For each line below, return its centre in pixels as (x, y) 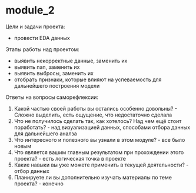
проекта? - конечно (39, 184)
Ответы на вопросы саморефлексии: (52, 97)
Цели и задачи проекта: (35, 26)
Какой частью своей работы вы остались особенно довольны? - (96, 108)
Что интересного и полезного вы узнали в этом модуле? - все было (99, 139)
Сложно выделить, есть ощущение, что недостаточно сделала (93, 115)
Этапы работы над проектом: (43, 49)
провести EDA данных (42, 38)
